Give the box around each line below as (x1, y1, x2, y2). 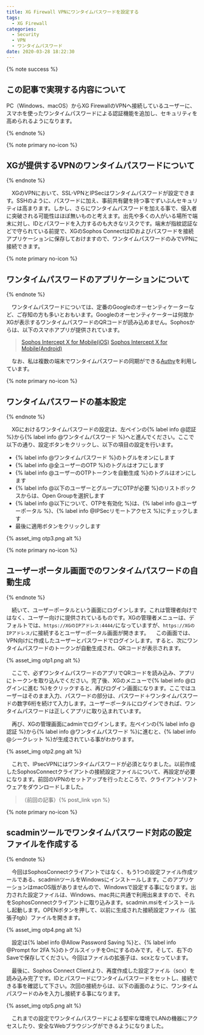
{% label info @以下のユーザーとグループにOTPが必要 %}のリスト (15, 484, 180, 492)
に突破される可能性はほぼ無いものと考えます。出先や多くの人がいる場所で (6, 212, 193, 220)
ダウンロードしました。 (27, 783, 86, 790)
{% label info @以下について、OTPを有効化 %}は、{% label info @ (15, 500, 181, 507)
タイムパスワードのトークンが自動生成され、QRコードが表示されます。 (6, 644, 185, 651)
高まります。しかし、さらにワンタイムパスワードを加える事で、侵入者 (22, 205, 197, 212)
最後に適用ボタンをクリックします (15, 523, 101, 529)
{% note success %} (6, 65, 58, 73)
